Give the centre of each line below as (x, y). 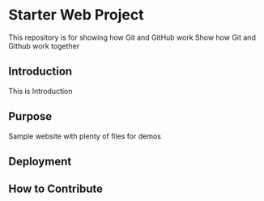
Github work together (44, 45)
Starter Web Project (76, 15)
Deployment (40, 161)
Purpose (30, 116)
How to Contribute (56, 189)
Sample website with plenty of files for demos (85, 136)
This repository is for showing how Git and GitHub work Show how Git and (132, 37)
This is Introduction (40, 91)
